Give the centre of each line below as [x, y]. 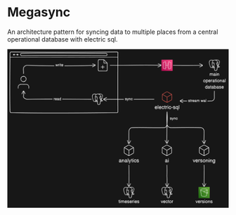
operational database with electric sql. [63, 39]
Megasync [39, 12]
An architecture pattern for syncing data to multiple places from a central [113, 32]
